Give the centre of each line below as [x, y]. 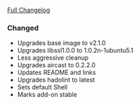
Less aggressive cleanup [53, 58]
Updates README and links [56, 73]
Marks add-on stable [47, 95]
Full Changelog [29, 10]
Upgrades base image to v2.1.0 [61, 43]
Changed [23, 28]
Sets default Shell [42, 87]
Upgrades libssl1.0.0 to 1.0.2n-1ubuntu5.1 [75, 51]
